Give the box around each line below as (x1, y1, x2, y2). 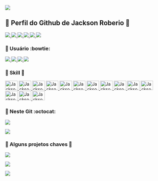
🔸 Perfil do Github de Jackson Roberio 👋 (5, 19, 130, 27)
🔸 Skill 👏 (5, 69, 25, 76)
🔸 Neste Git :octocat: (5, 108, 56, 115)
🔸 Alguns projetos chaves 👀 (5, 141, 73, 148)
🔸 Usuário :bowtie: (5, 45, 50, 52)
